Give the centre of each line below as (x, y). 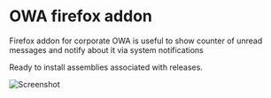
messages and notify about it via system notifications (106, 49)
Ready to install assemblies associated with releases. (106, 67)
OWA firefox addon (81, 16)
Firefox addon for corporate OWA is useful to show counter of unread (136, 41)
